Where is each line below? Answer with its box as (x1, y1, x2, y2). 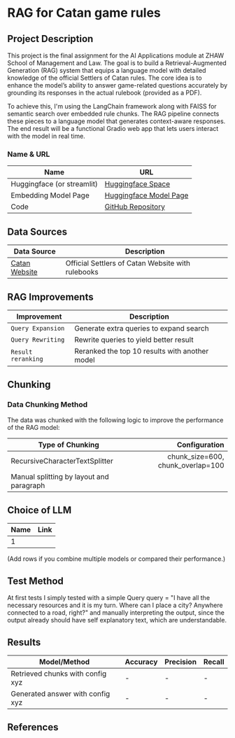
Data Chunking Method (7, 400, 88, 410)
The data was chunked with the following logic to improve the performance (7, 415, 224, 424)
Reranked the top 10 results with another (74, 346, 209, 356)
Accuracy (124, 657, 158, 667)
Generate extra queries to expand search (74, 323, 209, 333)
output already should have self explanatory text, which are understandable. (7, 616, 227, 625)
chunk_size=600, (167, 452, 225, 461)
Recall (203, 657, 225, 667)
